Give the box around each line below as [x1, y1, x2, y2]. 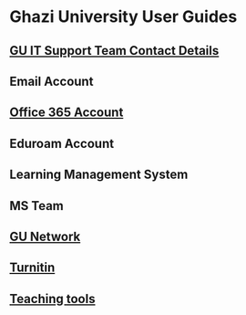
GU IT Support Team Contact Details [9, 43, 220, 58]
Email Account [9, 73, 94, 89]
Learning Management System [9, 167, 189, 183]
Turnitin [9, 260, 56, 276]
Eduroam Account [9, 135, 115, 152]
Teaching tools [9, 290, 96, 307]
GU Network [9, 228, 81, 244]
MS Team [9, 198, 64, 214]
